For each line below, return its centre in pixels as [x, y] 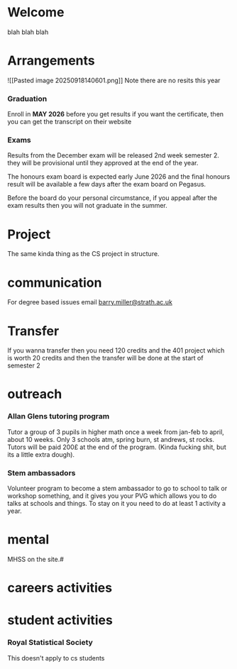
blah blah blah [28, 32]
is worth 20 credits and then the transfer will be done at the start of [105, 358]
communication [55, 283]
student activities [60, 620]
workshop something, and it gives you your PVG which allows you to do [112, 496]
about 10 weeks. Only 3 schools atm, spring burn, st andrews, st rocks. [111, 439]
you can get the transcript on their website [70, 122]
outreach [35, 394]
